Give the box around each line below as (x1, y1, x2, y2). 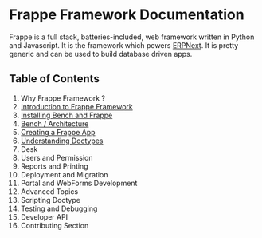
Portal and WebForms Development (20, 178, 138, 188)
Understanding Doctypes (20, 136, 104, 145)
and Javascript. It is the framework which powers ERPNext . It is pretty (9, 40, 239, 50)
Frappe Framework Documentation (9, 6, 245, 24)
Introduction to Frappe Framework (20, 101, 134, 111)
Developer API (20, 212, 68, 221)
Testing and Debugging (20, 204, 98, 213)
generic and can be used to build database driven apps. (9, 49, 193, 58)
